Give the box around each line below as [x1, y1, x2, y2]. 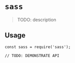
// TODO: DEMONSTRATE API [5, 53, 59, 58]
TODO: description [17, 16, 57, 22]
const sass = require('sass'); [5, 44, 71, 49]
